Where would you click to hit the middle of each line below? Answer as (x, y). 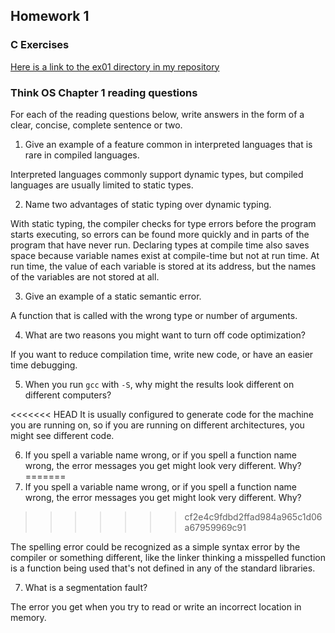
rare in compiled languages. (82, 155)
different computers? (68, 395)
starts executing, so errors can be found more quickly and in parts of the (160, 234)
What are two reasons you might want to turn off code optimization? (165, 335)
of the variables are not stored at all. (85, 276)
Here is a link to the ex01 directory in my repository (115, 66)
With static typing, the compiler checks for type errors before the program (163, 223)
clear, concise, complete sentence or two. (96, 125)
